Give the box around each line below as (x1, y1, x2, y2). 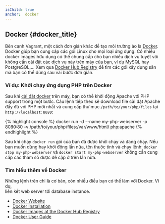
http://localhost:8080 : (5, 109, 54, 115)
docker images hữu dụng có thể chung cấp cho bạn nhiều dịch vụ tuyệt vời (5, 54, 159, 60)
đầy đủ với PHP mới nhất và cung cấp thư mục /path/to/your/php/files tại (5, 103, 158, 109)
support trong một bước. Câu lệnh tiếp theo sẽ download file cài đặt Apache (5, 98, 160, 104)
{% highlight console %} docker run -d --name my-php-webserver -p (5, 118, 148, 124)
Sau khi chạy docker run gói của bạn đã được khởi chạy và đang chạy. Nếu (5, 138, 158, 144)
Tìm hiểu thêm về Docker (5, 167, 67, 174)
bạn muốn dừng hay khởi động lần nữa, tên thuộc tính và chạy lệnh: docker (5, 144, 158, 150)
